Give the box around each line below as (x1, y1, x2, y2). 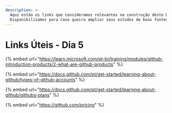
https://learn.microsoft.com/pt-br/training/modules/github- (39, 56, 164, 62)
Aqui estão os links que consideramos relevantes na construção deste (10, 12, 164, 17)
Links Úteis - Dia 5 (5, 39, 84, 51)
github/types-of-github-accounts (5, 77, 76, 83)
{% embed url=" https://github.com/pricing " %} (5, 102, 105, 108)
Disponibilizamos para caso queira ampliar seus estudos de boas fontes (10, 17, 168, 22)
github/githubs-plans (5, 92, 50, 98)
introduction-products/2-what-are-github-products (5, 61, 114, 67)
